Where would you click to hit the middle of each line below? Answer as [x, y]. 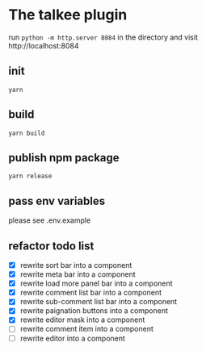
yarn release [30, 176]
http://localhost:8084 [44, 45]
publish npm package [64, 158]
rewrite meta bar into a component [78, 274]
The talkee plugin [68, 15]
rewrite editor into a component [72, 338]
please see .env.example [50, 220]
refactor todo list [51, 246]
